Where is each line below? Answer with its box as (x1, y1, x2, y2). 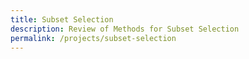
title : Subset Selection (10, 14, 114, 25)
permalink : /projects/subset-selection (10, 33, 177, 43)
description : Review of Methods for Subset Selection (10, 24, 240, 34)
